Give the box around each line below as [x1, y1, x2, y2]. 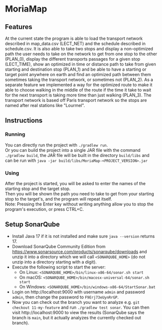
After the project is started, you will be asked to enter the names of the [5, 180, 146, 186]
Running [5, 131, 26, 138]
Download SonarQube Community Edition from [12, 243, 106, 249]
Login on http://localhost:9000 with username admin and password [12, 289, 145, 295]
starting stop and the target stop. [5, 186, 71, 191]
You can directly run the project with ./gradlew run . [5, 142, 108, 148]
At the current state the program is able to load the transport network [5, 35, 143, 41]
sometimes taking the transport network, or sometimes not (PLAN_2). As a [5, 77, 153, 82]
